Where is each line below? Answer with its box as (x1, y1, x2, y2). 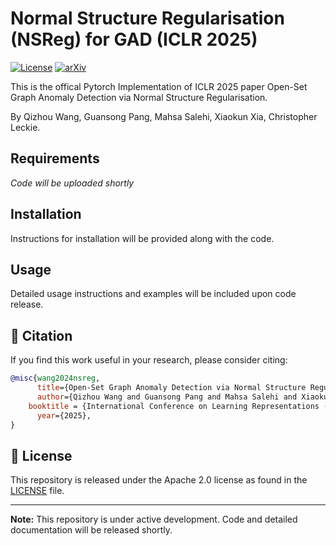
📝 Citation (10, 327, 73, 344)
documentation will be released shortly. (10, 524, 173, 536)
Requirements (10, 150, 100, 167)
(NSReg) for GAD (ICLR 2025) (10, 28, 258, 51)
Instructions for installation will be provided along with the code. (10, 232, 275, 244)
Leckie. (10, 121, 41, 133)
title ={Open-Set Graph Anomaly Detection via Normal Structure (36, 383, 307, 393)
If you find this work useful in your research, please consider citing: (10, 354, 288, 366)
